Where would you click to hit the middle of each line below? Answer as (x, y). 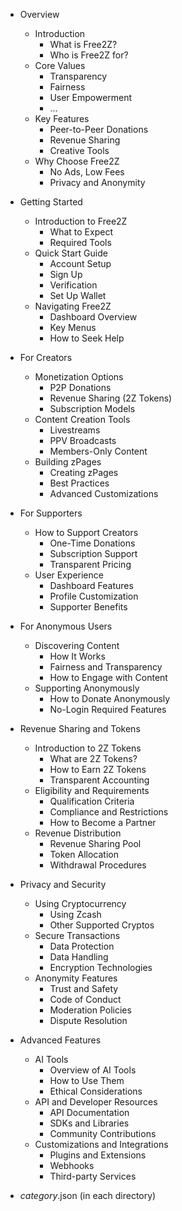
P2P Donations (80, 387)
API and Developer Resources (96, 1102)
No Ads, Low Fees (87, 172)
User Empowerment (91, 97)
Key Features (62, 118)
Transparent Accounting (99, 780)
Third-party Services (93, 1176)
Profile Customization (94, 596)
